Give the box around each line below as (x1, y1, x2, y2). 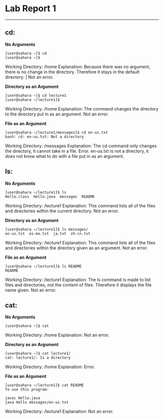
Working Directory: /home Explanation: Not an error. (5, 332, 110, 338)
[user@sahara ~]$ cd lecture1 (5, 93, 67, 98)
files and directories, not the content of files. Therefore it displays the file (5, 282, 152, 287)
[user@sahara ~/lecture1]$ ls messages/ (5, 227, 89, 232)
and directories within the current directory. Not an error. (5, 208, 119, 214)
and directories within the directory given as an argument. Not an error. (5, 245, 148, 251)
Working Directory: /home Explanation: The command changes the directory (5, 106, 159, 111)
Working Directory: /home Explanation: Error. (5, 364, 95, 370)
